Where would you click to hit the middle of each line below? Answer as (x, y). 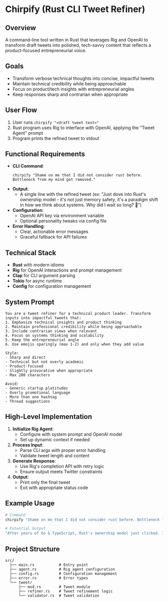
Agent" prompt (28, 133)
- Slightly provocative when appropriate (49, 371)
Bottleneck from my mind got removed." (54, 180)
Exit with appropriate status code (54, 488)
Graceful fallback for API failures (53, 237)
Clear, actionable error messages (54, 231)
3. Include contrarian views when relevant (51, 331)
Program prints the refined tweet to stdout (56, 138)
